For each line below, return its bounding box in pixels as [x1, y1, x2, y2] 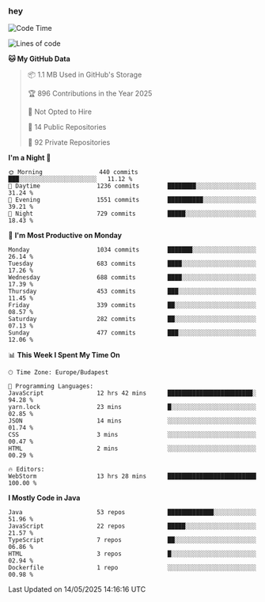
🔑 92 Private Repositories [27, 138, 111, 147]
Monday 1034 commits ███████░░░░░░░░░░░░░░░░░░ [8, 246, 257, 254]
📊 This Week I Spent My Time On [8, 350, 120, 360]
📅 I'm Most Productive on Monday [8, 231, 123, 240]
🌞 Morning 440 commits [8, 168, 138, 176]
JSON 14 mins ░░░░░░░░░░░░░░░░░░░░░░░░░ [8, 417, 257, 425]
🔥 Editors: [8, 465, 45, 474]
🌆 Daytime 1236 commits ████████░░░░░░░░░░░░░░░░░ [8, 182, 257, 191]
